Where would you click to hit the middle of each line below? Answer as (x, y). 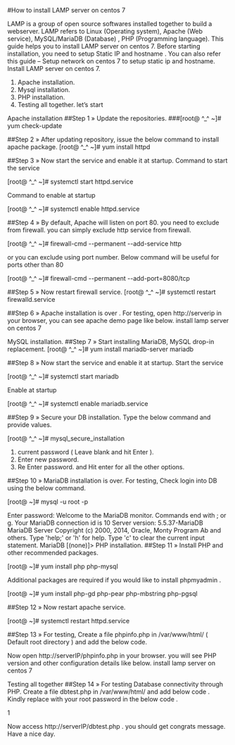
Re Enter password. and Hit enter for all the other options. (101, 467)
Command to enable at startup (52, 195)
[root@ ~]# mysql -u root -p (48, 502)
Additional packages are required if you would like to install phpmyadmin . (114, 580)
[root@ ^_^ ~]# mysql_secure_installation (66, 438)
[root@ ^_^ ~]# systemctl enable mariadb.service (78, 403)
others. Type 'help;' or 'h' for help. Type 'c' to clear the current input (106, 538)
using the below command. (47, 488)
